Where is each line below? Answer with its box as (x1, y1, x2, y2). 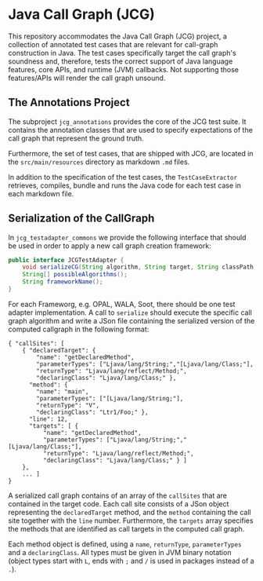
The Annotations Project (8, 96, 131, 109)
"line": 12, (28, 415, 68, 423)
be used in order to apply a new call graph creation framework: (8, 241, 211, 250)
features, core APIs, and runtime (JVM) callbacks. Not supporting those (8, 64, 239, 74)
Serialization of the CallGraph (8, 212, 155, 225)
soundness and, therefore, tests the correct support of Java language (8, 57, 233, 66)
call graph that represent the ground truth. (8, 133, 144, 143)
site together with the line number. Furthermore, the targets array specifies (8, 516, 254, 525)
